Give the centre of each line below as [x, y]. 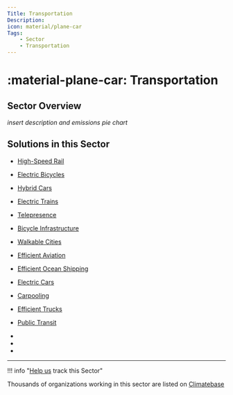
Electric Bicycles [41, 174]
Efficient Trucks [40, 309]
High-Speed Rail [41, 161]
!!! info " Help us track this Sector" [55, 370]
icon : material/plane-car [44, 26]
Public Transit [37, 322]
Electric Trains [38, 201]
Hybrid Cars [34, 187]
